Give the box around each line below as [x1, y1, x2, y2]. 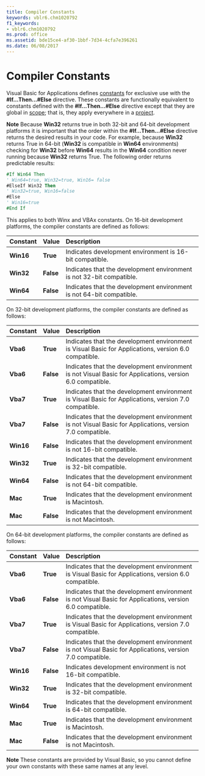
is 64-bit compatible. [65, 705, 127, 714]
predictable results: [6, 159, 55, 166]
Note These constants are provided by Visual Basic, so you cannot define [6, 756, 192, 763]
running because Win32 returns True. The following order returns [6, 153, 172, 160]
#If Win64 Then [6, 171, 45, 177]
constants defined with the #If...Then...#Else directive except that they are [6, 102, 195, 110]
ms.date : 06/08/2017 [6, 43, 59, 49]
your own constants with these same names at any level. [6, 763, 149, 770]
